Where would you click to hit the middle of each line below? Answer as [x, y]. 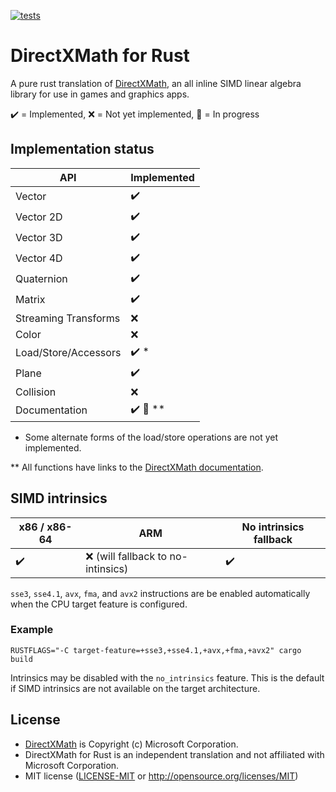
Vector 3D [39, 238]
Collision [36, 392]
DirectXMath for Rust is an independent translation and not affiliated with [174, 754]
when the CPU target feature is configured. [99, 604]
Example [32, 630]
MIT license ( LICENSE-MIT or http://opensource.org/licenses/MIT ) [161, 776]
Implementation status [82, 149]
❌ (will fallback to [126, 556]
